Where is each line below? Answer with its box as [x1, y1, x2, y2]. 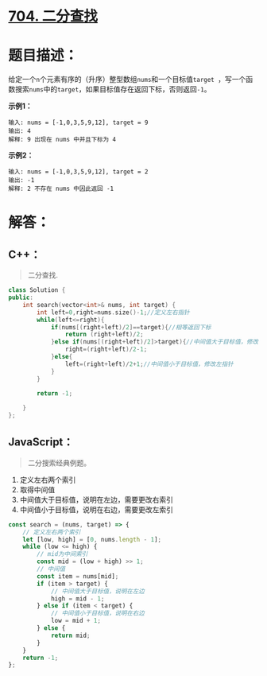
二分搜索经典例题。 [27, 458, 91, 468]
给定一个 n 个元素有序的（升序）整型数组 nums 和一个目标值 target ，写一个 [8, 75, 246, 84]
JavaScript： [8, 435, 74, 449]
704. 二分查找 [8, 7, 98, 25]
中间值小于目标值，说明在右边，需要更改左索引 [19, 504, 173, 514]
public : [8, 293, 34, 301]
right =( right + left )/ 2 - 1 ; [64, 345, 148, 354]
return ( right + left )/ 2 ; [64, 331, 145, 339]
